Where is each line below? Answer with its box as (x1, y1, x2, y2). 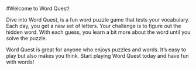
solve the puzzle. (6, 35, 47, 41)
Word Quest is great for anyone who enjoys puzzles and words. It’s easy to (6, 46, 187, 53)
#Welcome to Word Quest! (6, 5, 70, 12)
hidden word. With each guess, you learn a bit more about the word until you (6, 29, 191, 36)
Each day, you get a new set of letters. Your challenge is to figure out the (6, 23, 181, 29)
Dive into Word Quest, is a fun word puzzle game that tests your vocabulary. (6, 16, 190, 23)
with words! (6, 58, 35, 65)
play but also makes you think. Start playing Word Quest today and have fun (6, 52, 189, 59)
